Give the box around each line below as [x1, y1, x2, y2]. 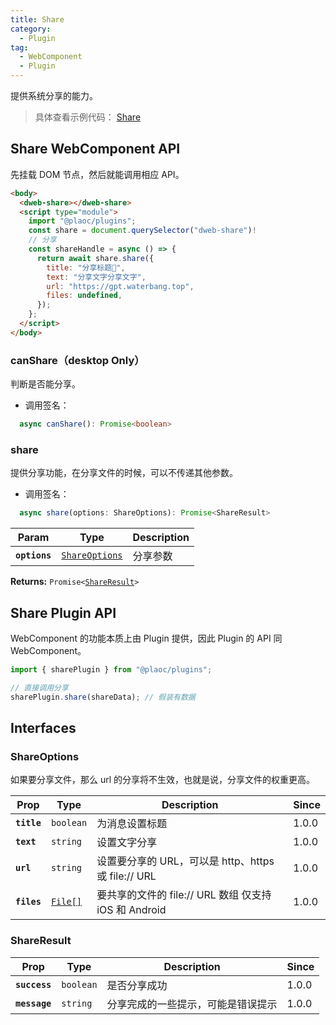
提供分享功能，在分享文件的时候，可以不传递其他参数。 [10, 467, 238, 479]
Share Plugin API [10, 604, 117, 621]
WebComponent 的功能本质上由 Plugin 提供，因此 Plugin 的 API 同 [10, 632, 283, 644]
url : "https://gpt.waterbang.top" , [46, 281, 195, 291]
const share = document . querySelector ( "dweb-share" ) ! [28, 226, 257, 236]
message [15, 997, 52, 1009]
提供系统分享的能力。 [10, 90, 98, 101]
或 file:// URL [96, 869, 157, 883]
